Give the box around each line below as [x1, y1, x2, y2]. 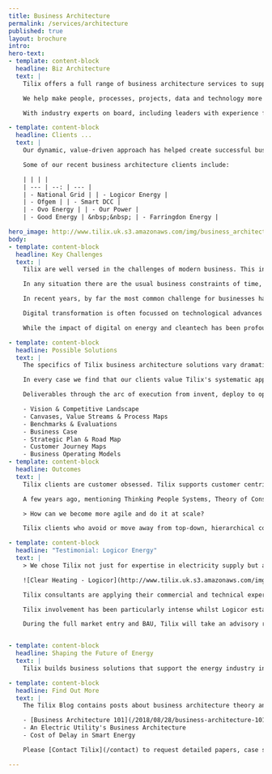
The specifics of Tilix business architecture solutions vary [23, 361, 237, 370]
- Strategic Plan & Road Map [23, 435, 121, 443]
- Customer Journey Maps [23, 443, 107, 451]
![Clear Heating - [23, 576, 85, 584]
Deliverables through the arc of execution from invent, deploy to [23, 391, 255, 399]
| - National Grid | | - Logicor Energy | [23, 190, 168, 199]
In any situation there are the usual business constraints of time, [23, 280, 263, 289]
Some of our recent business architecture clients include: [23, 160, 230, 169]
